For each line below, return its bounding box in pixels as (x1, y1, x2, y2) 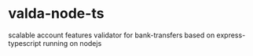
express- (216, 30, 246, 40)
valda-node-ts (8, 5, 104, 23)
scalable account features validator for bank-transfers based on (8, 30, 215, 40)
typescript (8, 38, 42, 47)
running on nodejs (42, 38, 102, 47)
